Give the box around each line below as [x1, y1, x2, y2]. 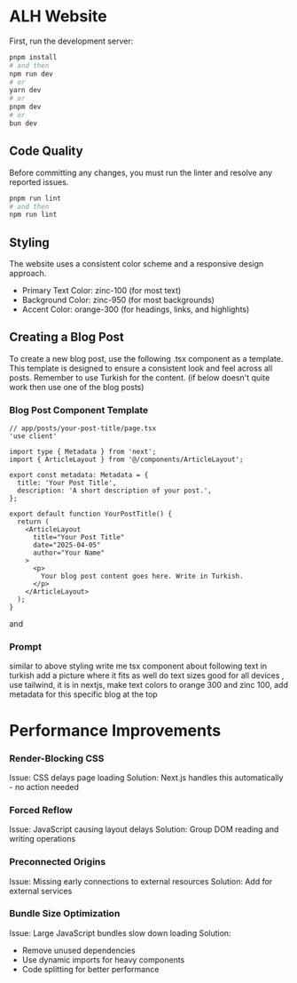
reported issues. [9, 176, 69, 188]
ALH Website [9, 6, 108, 27]
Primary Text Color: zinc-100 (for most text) [21, 285, 182, 296]
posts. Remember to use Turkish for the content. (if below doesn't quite [9, 372, 270, 383]
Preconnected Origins [9, 856, 106, 868]
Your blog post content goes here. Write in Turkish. [41, 571, 244, 581]
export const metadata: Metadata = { [9, 471, 149, 480]
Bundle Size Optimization [9, 907, 121, 920]
